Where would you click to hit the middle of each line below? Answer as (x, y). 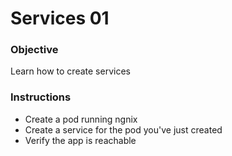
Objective (34, 50)
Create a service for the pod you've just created (123, 129)
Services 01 (60, 18)
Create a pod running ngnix (81, 119)
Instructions (41, 97)
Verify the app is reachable (80, 140)
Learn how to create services (70, 71)
